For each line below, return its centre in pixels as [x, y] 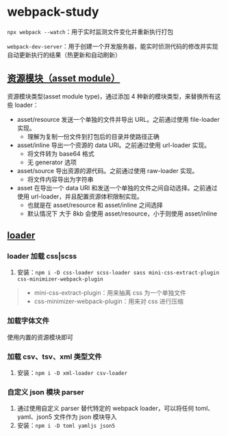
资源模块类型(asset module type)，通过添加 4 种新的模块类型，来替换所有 [111, 96]
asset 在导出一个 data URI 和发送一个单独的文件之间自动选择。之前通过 [117, 188]
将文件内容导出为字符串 [60, 179]
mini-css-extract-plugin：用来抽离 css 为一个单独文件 [110, 293]
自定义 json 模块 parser [46, 392]
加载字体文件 [28, 321]
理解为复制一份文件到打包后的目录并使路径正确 [93, 136]
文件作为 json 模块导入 [86, 417]
